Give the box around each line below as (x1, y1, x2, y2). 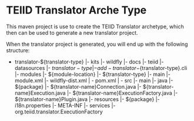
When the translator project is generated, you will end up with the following (6, 41, 188, 48)
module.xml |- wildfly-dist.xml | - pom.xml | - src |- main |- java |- (14, 77, 173, 84)
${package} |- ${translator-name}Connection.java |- (14, 83, 142, 90)
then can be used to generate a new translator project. (6, 29, 138, 36)
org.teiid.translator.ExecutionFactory (14, 108, 103, 115)
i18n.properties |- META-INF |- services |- (14, 102, 116, 109)
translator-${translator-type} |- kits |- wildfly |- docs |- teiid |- (14, 58, 164, 65)
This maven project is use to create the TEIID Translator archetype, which (6, 23, 184, 30)
